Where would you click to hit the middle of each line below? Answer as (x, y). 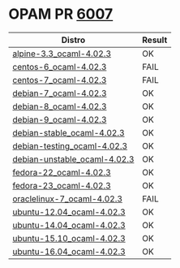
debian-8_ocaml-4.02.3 (60, 106)
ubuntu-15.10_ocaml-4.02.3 (69, 238)
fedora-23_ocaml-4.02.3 (62, 185)
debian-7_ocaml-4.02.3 (60, 93)
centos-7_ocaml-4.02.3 (60, 80)
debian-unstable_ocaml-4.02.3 (73, 159)
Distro (73, 40)
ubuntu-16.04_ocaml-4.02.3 (69, 251)
